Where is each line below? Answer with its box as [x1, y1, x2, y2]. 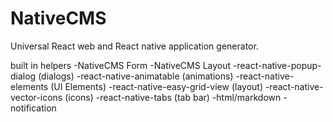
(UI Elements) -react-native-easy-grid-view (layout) [50, 80, 263, 92]
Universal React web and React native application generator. [10, 40, 259, 52]
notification [10, 102, 57, 114]
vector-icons [10, 91, 63, 103]
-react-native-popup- [233, 59, 322, 71]
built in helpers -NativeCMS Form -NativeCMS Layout [10, 59, 232, 71]
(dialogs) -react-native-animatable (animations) [38, 70, 234, 82]
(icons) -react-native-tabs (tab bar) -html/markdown [64, 91, 282, 103]
